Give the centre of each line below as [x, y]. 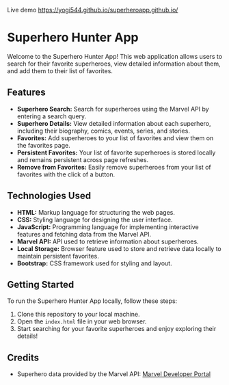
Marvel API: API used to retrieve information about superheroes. [108, 241]
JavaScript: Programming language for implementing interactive [108, 227]
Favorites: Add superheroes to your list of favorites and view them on [115, 138]
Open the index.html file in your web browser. [82, 321]
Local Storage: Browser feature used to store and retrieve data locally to [119, 248]
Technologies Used [49, 196]
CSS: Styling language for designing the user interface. [95, 220]
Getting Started [41, 284]
